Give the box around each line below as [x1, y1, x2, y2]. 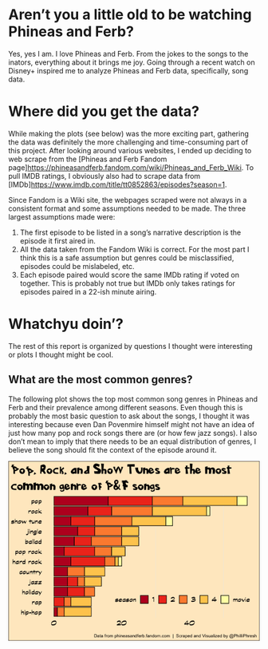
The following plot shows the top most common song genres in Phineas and [8, 394, 258, 404]
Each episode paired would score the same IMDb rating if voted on [19, 270, 240, 279]
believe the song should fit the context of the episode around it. [8, 445, 217, 454]
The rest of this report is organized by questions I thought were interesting [8, 341, 253, 350]
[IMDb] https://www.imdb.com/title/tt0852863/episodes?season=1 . [8, 180, 227, 189]
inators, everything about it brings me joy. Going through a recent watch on [8, 57, 255, 67]
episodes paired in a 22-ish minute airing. [19, 287, 157, 296]
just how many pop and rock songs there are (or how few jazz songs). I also [8, 428, 258, 437]
